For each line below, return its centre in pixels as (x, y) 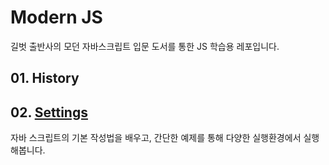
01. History (45, 78)
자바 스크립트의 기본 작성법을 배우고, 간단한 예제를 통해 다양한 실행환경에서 (156, 138)
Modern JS (56, 17)
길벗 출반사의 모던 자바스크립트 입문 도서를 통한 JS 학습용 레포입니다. (145, 46)
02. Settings (49, 112)
